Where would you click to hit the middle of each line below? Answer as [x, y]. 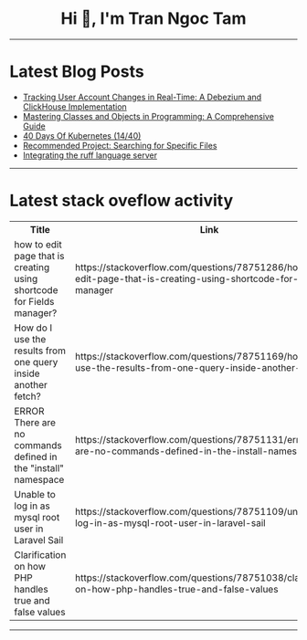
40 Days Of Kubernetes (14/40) [82, 135]
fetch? [27, 396]
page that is [39, 256]
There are [35, 422]
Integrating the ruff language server [90, 155]
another [31, 384]
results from [40, 351]
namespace [39, 479]
